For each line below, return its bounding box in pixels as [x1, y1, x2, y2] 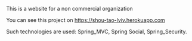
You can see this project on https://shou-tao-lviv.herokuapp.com [6, 17, 165, 23]
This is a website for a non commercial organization [6, 5, 133, 12]
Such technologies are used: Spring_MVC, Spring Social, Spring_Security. [6, 28, 187, 35]
